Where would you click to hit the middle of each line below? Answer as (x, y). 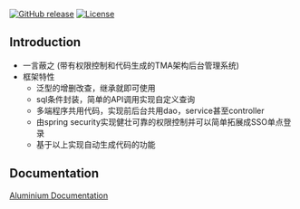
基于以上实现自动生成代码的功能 (96, 144)
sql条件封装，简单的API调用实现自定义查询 (116, 99)
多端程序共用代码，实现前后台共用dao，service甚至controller (150, 110)
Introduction (45, 42)
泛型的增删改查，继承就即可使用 (96, 88)
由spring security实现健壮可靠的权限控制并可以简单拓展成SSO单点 (160, 121)
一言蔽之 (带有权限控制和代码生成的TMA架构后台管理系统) (131, 65)
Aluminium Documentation (59, 195)
